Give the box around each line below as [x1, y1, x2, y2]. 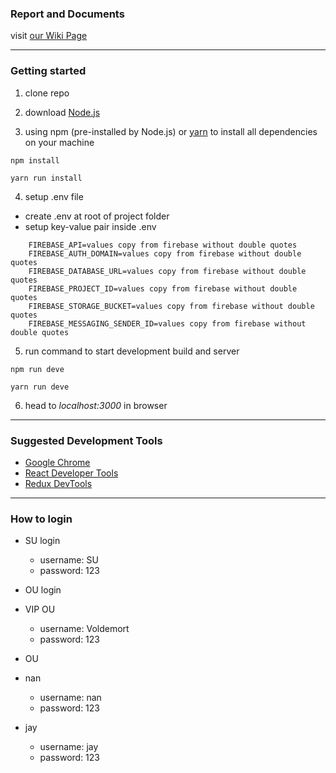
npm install [10, 155, 60, 166]
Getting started [10, 64, 87, 78]
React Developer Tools [24, 467, 119, 479]
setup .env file [24, 190, 84, 202]
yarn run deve [10, 382, 70, 392]
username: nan [39, 692, 102, 704]
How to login [10, 512, 73, 526]
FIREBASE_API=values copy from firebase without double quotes [28, 240, 298, 250]
